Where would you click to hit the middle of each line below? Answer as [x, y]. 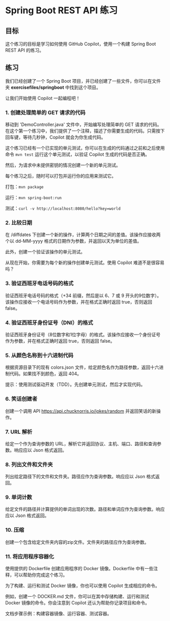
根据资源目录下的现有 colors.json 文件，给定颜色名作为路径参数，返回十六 [82, 367]
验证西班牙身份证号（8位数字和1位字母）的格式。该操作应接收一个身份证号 [83, 335]
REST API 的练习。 [25, 50]
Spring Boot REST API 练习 [61, 10]
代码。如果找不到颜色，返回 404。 [46, 374]
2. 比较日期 [19, 223]
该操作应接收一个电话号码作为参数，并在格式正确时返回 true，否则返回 [79, 302]
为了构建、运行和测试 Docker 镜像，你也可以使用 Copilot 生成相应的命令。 [82, 586]
